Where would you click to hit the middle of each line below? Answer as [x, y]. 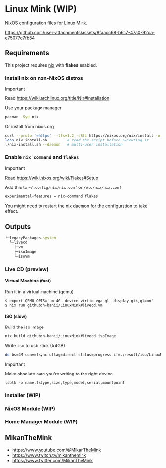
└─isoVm [22, 257]
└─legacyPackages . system [31, 238]
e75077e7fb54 [20, 38]
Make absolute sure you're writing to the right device [59, 374]
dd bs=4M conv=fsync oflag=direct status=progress [58, 355]
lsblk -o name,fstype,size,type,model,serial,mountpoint [65, 383]
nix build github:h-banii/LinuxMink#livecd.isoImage [61, 336]
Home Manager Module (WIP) [41, 421]
